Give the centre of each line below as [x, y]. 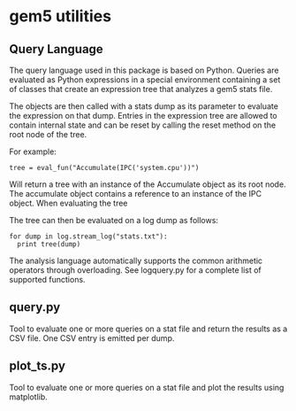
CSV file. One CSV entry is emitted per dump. [92, 337]
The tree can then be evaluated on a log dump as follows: [114, 220]
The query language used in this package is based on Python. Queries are [144, 70]
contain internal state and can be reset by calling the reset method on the [143, 125]
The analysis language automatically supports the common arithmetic [136, 260]
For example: [33, 151]
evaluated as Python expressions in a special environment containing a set [145, 80]
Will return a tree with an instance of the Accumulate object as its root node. [148, 184]
